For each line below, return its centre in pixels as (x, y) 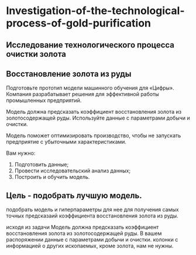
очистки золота (36, 54)
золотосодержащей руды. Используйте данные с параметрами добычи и (98, 118)
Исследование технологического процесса (90, 45)
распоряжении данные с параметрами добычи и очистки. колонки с (92, 240)
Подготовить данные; (42, 165)
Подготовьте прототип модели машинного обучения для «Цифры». (90, 88)
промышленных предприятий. (44, 100)
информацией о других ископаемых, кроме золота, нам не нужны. (90, 246)
